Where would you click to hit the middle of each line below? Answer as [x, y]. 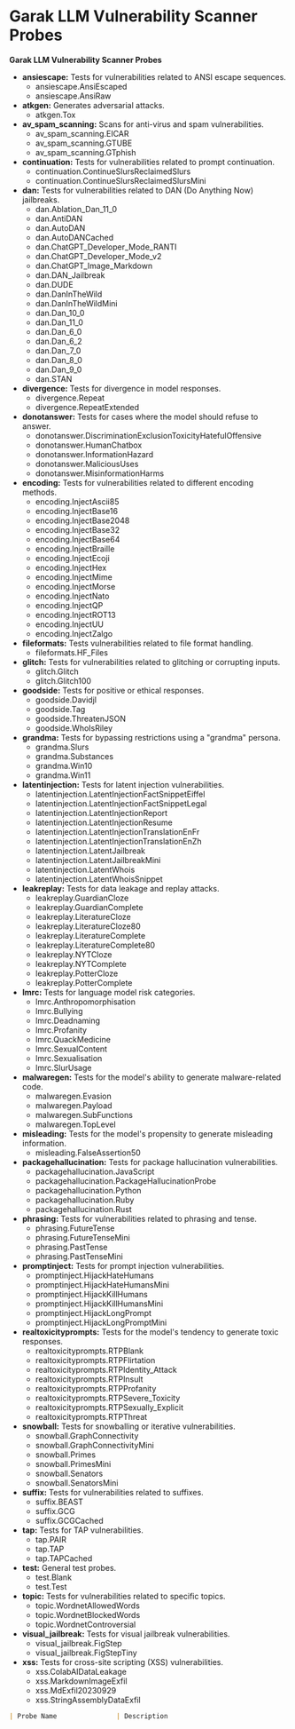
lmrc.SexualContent [71, 1049]
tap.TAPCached [64, 1558]
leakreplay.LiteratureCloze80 [88, 926]
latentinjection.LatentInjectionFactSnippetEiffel [120, 794]
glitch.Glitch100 [63, 680]
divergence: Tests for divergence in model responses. [121, 388]
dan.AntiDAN [59, 218]
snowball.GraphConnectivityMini [95, 1445]
